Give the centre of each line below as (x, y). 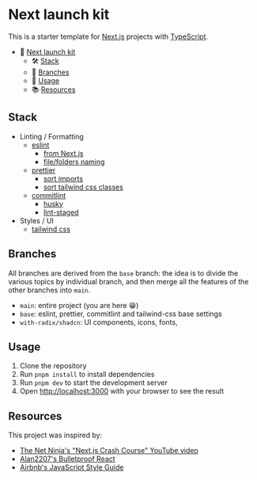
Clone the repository (53, 366)
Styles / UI (36, 220)
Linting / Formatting (52, 136)
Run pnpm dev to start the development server (94, 383)
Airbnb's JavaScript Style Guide (72, 467)
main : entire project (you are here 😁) (79, 305)
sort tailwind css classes (83, 187)
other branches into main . (49, 290)
